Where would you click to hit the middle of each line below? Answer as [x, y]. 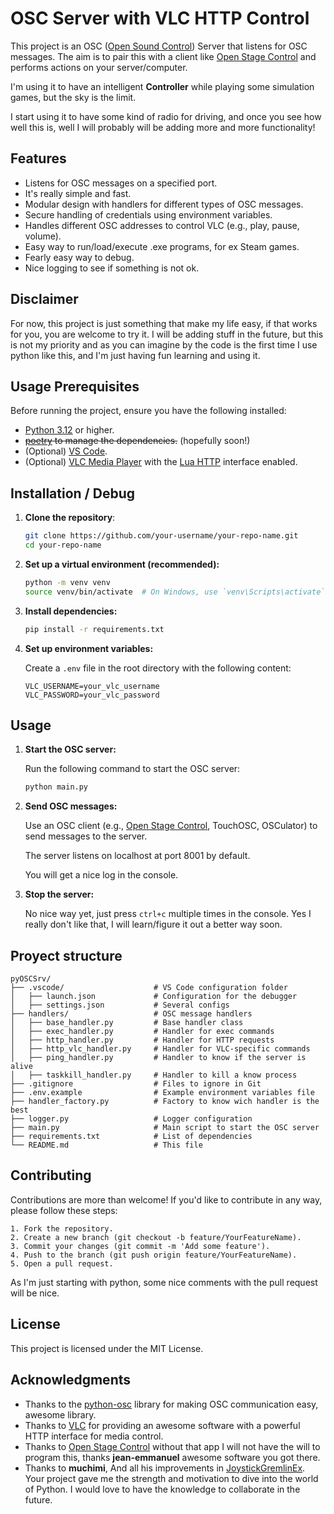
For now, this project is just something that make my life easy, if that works [164, 323]
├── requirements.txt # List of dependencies [131, 1137]
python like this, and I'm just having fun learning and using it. [135, 355]
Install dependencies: [71, 611]
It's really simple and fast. [78, 193]
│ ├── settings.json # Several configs [120, 1005]
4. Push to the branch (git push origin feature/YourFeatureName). [154, 1255]
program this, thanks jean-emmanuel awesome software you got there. [172, 1457]
